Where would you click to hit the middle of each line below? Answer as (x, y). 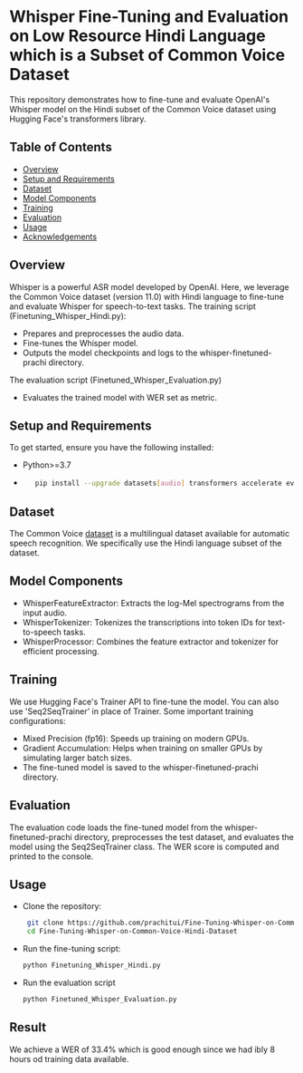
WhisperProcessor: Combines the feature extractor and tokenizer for (150, 642)
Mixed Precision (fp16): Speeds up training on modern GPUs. (136, 738)
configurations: (38, 720)
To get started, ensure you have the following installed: (112, 448)
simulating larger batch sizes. (77, 758)
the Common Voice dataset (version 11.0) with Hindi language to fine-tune (147, 296)
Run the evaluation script (69, 982)
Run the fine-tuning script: (71, 949)
